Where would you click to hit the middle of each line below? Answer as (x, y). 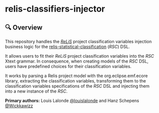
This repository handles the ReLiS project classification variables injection (79, 41)
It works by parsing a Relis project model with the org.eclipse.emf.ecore (77, 76)
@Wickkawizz (19, 106)
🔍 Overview (24, 27)
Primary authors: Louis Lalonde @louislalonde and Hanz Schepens (72, 101)
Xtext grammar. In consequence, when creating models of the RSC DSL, (77, 61)
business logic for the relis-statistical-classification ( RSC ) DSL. (67, 47)
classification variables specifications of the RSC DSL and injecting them (77, 86)
